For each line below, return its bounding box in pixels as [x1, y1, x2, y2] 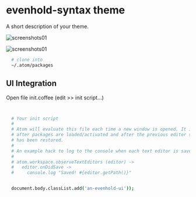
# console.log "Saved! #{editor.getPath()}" [11, 170, 132, 176]
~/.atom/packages [11, 62, 54, 68]
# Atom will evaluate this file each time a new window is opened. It [11, 126, 187, 132]
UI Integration [6, 78, 57, 88]
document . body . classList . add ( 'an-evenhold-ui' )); [11, 185, 134, 192]
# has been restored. [11, 137, 64, 143]
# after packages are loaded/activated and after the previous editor [11, 132, 187, 138]
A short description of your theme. [6, 23, 89, 30]
